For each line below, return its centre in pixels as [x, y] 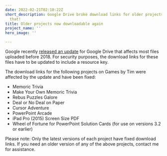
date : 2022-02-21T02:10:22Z [34, 10]
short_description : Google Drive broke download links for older [74, 14]
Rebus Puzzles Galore [35, 97]
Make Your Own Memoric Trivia [44, 92]
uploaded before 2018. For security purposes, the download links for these [82, 57]
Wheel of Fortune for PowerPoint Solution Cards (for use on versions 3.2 [86, 124]
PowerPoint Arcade [32, 113]
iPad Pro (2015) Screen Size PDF [46, 118]
